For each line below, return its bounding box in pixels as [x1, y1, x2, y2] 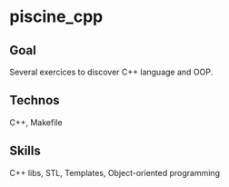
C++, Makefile [9, 116, 63, 128]
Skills [9, 143, 41, 159]
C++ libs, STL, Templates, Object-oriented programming [9, 167, 221, 178]
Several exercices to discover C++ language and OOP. [9, 66, 214, 77]
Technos [9, 93, 61, 108]
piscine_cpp [9, 6, 104, 27]
